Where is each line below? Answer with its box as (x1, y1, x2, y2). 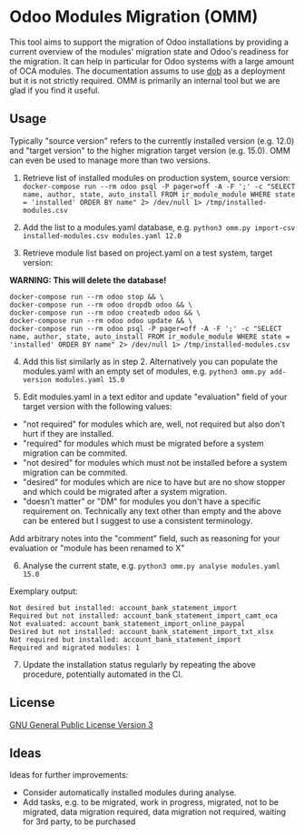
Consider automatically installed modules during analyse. (22, 787, 237, 798)
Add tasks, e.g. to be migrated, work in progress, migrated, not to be (22, 797, 280, 808)
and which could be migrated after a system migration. (22, 486, 228, 497)
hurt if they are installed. (22, 428, 114, 438)
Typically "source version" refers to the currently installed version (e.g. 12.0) (9, 135, 295, 146)
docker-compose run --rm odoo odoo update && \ (9, 316, 193, 325)
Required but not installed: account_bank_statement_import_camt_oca (9, 611, 279, 620)
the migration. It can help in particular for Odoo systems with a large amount (9, 55, 295, 66)
